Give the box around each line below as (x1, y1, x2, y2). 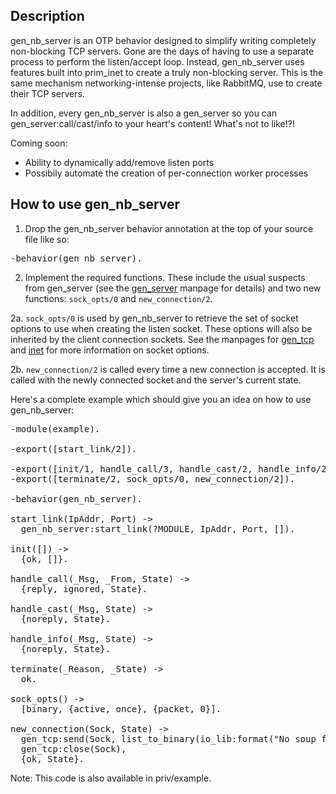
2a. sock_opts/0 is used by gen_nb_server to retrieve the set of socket (10, 312, 299, 324)
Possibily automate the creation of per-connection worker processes (24, 167, 309, 179)
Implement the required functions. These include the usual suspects (24, 271, 306, 283)
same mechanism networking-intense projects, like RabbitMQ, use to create (10, 77, 323, 89)
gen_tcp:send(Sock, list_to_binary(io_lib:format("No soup (20, 733, 317, 744)
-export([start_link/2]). (10, 443, 138, 454)
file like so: (24, 233, 70, 245)
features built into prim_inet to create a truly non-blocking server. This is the (10, 66, 324, 78)
